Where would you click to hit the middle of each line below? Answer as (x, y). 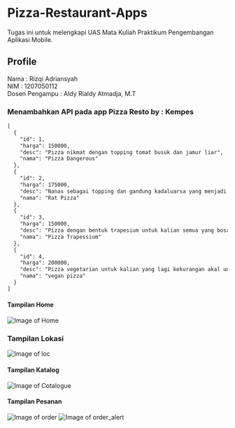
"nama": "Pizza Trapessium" (60, 237)
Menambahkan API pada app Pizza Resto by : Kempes (101, 111)
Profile (22, 62)
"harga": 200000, (45, 263)
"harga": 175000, (45, 185)
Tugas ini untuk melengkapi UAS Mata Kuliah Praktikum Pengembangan (111, 32)
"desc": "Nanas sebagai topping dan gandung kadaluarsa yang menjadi (123, 191)
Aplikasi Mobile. (30, 39)
